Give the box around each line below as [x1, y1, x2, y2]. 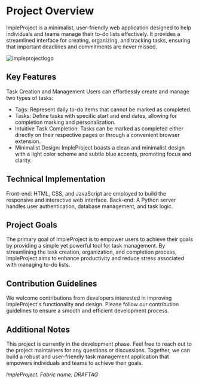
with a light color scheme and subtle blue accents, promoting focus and [14, 150, 192, 157]
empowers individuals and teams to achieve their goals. [6, 359, 143, 366]
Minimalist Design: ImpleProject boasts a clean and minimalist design [14, 144, 185, 151]
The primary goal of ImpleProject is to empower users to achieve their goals [6, 236, 193, 243]
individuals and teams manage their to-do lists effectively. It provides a [6, 30, 180, 37]
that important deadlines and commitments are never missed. [6, 43, 157, 50]
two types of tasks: [6, 94, 54, 101]
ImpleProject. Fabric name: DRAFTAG [6, 371, 99, 378]
